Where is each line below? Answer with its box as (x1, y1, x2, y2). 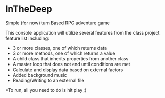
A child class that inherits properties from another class (12, 55, 129, 61)
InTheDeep (5, 3, 52, 15)
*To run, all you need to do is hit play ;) (5, 87, 87, 93)
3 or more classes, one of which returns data (12, 45, 107, 51)
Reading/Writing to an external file (12, 77, 84, 83)
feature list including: (5, 35, 49, 41)
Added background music (12, 72, 67, 78)
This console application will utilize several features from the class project (5, 29, 160, 36)
